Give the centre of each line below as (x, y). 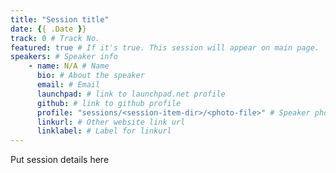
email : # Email (68, 85)
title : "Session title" (60, 19)
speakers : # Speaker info (64, 57)
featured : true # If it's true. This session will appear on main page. (165, 47)
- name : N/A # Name (69, 66)
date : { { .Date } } (48, 29)
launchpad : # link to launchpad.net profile (131, 94)
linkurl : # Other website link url (111, 122)
